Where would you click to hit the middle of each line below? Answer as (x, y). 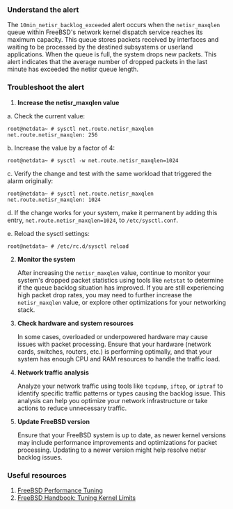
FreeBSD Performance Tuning (60, 490)
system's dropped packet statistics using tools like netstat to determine (120, 280)
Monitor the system (46, 259)
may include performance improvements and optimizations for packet (117, 442)
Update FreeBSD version (54, 421)
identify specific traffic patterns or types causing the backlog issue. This (121, 393)
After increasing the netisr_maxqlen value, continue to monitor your (114, 272)
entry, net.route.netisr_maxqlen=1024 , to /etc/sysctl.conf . (93, 220)
